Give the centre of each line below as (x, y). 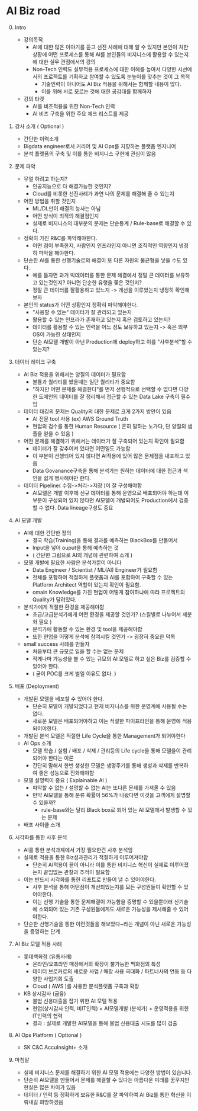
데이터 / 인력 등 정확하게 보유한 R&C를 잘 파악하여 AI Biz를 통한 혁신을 (104, 1094)
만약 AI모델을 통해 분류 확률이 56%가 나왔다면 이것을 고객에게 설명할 (111, 795)
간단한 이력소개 (41, 139)
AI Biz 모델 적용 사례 (38, 944)
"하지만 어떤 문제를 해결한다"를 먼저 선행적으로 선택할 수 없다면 (105, 389)
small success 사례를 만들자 (56, 643)
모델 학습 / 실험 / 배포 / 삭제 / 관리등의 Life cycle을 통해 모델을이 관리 (112, 750)
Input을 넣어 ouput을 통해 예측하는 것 (76, 548)
